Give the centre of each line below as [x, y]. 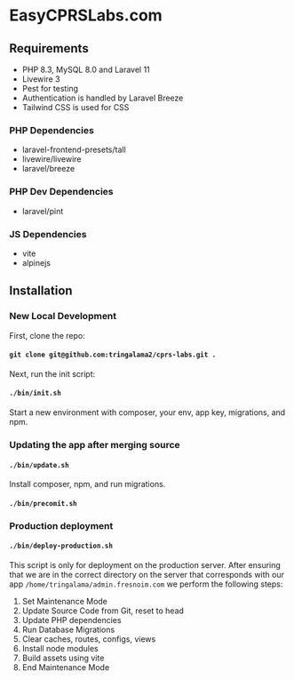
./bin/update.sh [39, 465]
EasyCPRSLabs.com [86, 16]
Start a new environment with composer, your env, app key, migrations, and [147, 412]
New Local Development [63, 316]
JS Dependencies [48, 234]
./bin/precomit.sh [43, 503]
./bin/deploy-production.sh [61, 546]
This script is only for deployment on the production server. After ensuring [145, 564]
